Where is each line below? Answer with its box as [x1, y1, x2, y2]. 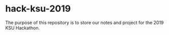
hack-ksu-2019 [5, 3, 71, 14]
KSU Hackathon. [5, 24, 40, 30]
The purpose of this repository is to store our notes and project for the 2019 [5, 19, 164, 25]
